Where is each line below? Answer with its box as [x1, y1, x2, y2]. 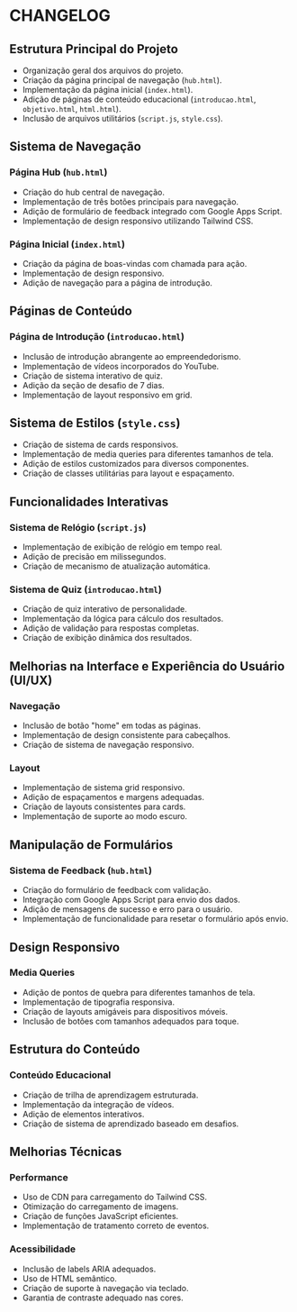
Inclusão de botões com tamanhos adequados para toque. [22, 1016, 239, 1026]
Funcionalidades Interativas [9, 494, 169, 509]
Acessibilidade [9, 1243, 76, 1255]
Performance [9, 1171, 69, 1183]
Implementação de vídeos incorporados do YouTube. [22, 360, 220, 371]
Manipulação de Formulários [9, 837, 174, 852]
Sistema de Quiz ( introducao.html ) [9, 583, 162, 596]
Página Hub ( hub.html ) [9, 166, 108, 178]
